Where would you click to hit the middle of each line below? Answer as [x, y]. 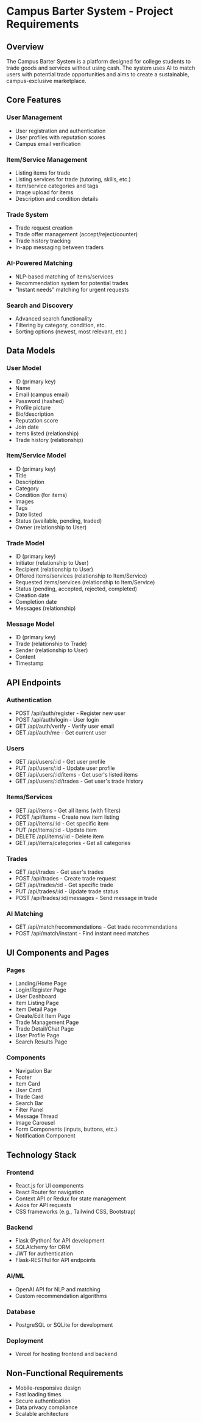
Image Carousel [35, 1123]
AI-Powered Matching [40, 263]
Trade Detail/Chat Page [44, 1029]
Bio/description [34, 414]
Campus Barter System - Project [90, 11]
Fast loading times [38, 1394]
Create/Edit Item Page [43, 1016]
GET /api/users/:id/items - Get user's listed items [76, 775]
